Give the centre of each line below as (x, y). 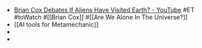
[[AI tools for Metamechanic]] (56, 24)
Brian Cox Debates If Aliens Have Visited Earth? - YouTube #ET (104, 10)
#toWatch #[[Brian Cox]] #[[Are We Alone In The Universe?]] (101, 17)
